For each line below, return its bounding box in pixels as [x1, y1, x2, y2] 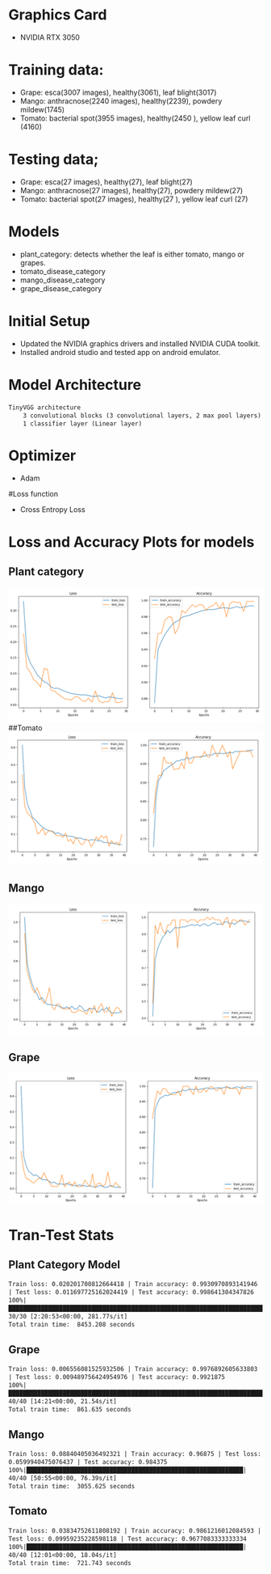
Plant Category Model [8, 1258, 121, 1271]
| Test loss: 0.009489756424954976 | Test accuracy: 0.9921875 [8, 1373, 226, 1381]
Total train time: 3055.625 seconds [8, 1483, 135, 1491]
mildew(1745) [19, 104, 65, 114]
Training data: [8, 61, 104, 79]
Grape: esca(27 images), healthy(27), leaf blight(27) [19, 176, 194, 187]
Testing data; [8, 150, 99, 169]
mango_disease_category [19, 275, 106, 285]
